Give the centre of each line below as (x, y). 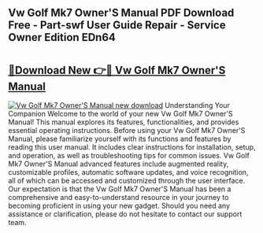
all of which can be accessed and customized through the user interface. (127, 181)
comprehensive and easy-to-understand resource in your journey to (119, 197)
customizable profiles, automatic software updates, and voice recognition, (128, 172)
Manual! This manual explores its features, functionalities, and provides (124, 122)
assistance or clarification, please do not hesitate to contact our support (125, 214)
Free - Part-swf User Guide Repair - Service (117, 26)
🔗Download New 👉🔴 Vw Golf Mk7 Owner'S (117, 70)
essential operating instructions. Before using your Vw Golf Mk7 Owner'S (127, 130)
